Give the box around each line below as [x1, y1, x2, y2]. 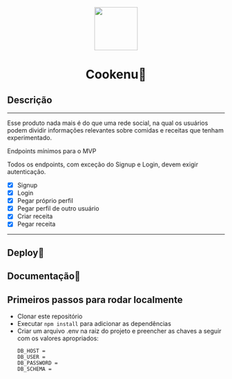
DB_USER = [17, 353, 46, 360]
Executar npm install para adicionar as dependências [17, 319, 171, 327]
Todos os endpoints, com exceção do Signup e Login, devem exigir [7, 160, 199, 168]
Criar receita [17, 212, 53, 220]
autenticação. [7, 168, 46, 175]
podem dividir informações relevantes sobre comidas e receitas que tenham [7, 126, 224, 134]
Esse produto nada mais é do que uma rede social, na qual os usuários [7, 119, 209, 127]
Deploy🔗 [7, 246, 45, 258]
